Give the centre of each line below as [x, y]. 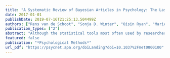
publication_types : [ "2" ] [32, 29]
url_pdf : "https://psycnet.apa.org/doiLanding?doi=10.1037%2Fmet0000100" [85, 47]
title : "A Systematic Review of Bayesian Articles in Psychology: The [81, 10]
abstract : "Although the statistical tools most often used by [73, 33]
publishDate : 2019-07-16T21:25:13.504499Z [51, 19]
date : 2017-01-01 [24, 15]
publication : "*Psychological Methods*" [49, 43]
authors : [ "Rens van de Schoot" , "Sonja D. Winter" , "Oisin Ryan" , [78, 24]
